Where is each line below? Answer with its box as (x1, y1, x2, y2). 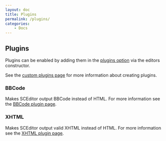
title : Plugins (5, 12, 37, 17)
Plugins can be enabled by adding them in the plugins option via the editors (5, 57, 161, 63)
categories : (5, 21, 30, 26)
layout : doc (5, 7, 30, 12)
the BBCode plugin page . (5, 101, 57, 107)
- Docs (14, 26, 28, 31)
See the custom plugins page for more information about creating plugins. (5, 72, 157, 78)
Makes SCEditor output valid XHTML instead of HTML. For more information (5, 125, 161, 131)
